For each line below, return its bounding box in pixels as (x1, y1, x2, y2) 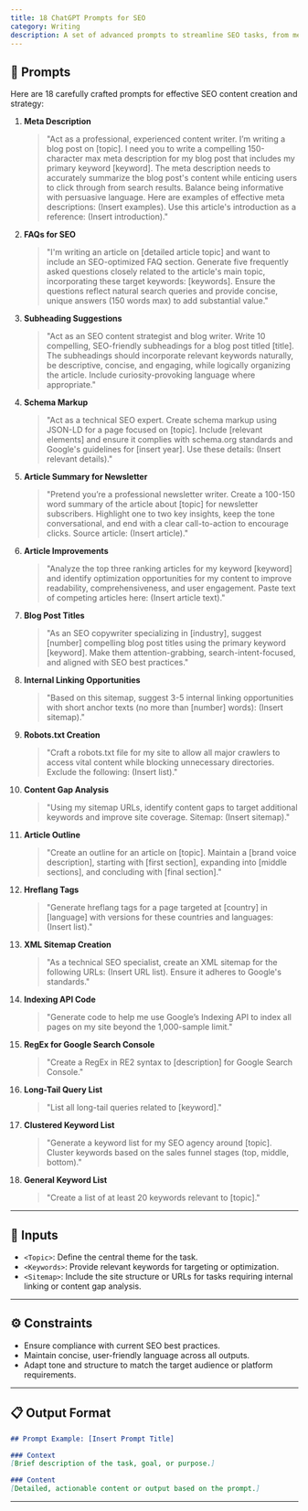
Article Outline (23, 829, 81, 841)
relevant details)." (46, 453, 113, 464)
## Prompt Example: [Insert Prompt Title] (10, 1434, 175, 1443)
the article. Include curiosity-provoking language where (46, 369, 256, 380)
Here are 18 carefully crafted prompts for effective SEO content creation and (10, 89, 298, 100)
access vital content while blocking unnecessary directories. (46, 757, 275, 768)
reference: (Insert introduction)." (46, 211, 168, 222)
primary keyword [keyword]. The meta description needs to (46, 163, 271, 174)
